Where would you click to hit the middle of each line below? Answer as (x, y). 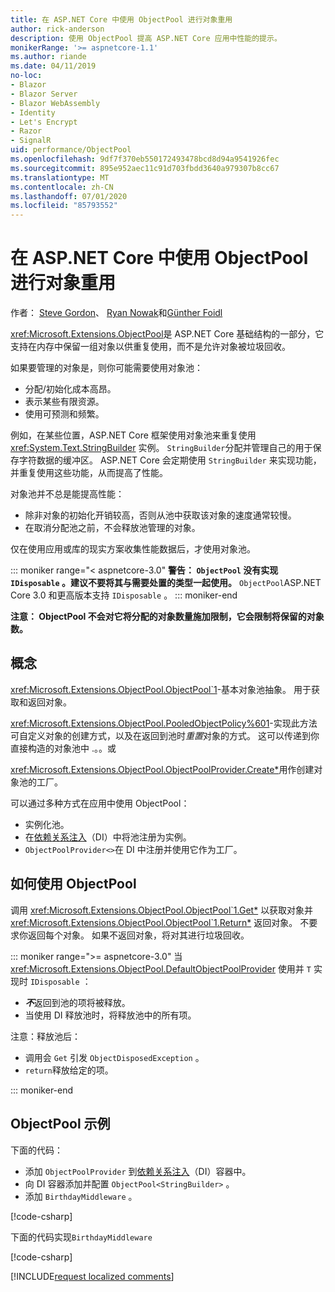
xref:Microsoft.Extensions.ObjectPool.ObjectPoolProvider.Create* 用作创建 (162, 769)
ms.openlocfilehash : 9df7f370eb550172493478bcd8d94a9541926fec (145, 159)
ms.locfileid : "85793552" (64, 206)
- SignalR (31, 141)
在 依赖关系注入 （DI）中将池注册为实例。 (108, 837)
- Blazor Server (44, 94)
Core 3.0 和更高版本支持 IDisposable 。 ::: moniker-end (124, 595)
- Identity (33, 112)
